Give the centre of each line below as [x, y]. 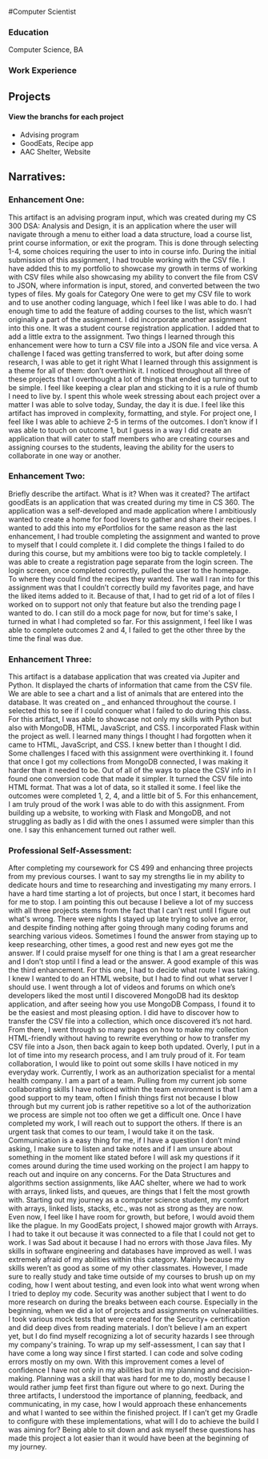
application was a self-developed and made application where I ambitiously [133, 510]
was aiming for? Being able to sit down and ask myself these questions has [132, 1430]
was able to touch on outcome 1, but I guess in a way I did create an [120, 430]
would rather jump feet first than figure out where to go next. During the [126, 1387]
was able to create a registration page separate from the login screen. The [131, 562]
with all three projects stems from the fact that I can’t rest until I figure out [130, 911]
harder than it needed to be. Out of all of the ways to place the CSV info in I [132, 770]
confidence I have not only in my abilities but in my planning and [114, 1370]
